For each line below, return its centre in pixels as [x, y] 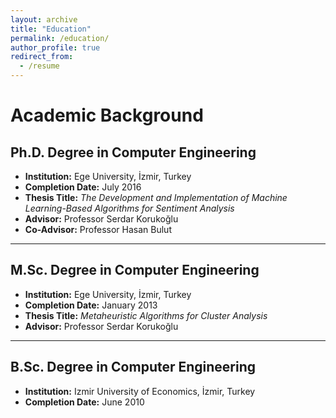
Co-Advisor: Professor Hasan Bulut [98, 229]
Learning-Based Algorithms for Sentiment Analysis [129, 208]
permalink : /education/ [60, 38]
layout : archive [44, 19]
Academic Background [107, 115]
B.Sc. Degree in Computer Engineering [133, 367]
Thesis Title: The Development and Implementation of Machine [156, 197]
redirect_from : [42, 57]
